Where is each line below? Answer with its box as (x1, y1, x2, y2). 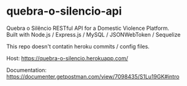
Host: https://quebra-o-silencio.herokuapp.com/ (6, 54, 129, 62)
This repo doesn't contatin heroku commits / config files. (6, 43, 150, 50)
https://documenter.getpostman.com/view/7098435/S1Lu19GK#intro (6, 73, 180, 80)
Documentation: (6, 66, 47, 74)
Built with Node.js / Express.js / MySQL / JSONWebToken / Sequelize (6, 30, 181, 38)
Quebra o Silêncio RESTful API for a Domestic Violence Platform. (6, 24, 170, 32)
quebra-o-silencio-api (6, 4, 122, 18)
